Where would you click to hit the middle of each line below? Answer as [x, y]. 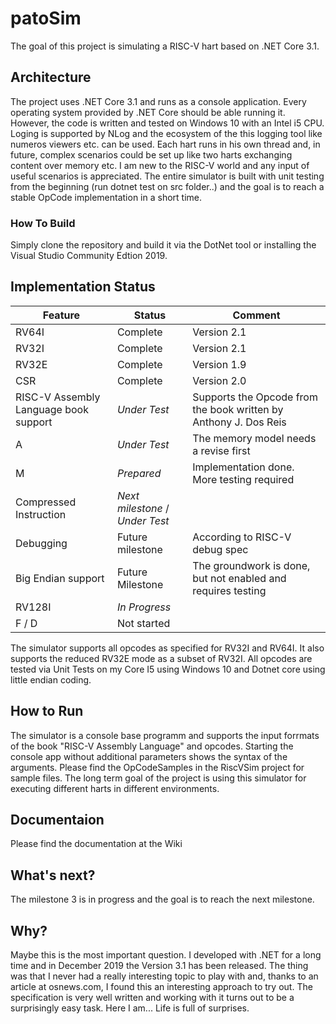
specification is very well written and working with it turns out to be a [152, 998]
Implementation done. [243, 467]
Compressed [46, 502]
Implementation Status [83, 287]
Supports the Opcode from [255, 397]
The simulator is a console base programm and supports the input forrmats [165, 735]
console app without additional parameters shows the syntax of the [149, 756]
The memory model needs [254, 438]
